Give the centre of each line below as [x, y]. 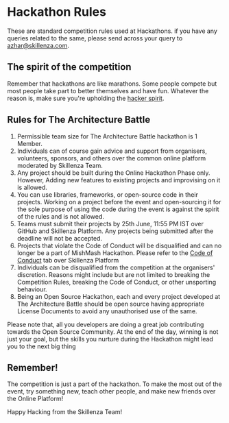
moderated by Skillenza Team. [60, 165]
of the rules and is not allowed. [60, 216]
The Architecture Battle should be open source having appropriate [110, 304]
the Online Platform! [35, 399]
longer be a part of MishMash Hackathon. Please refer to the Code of [115, 253]
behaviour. [32, 289]
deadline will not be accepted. [60, 238]
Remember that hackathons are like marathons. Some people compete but [112, 84]
